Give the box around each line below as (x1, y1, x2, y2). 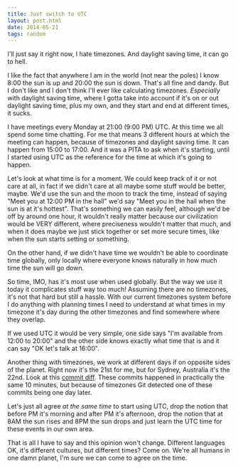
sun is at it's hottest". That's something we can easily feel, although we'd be (7, 204, 230, 214)
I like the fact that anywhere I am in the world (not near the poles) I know (7, 71, 220, 80)
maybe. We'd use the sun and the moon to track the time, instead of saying (7, 189, 227, 198)
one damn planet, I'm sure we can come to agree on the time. (7, 453, 188, 463)
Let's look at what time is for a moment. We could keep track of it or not (7, 174, 217, 183)
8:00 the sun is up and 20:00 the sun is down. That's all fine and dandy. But (7, 79, 229, 88)
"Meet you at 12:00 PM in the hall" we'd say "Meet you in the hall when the (7, 197, 226, 206)
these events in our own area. (7, 425, 94, 433)
